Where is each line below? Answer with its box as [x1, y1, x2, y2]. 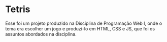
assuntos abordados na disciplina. [5, 31, 77, 37]
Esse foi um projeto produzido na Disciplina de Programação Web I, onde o [5, 20, 162, 26]
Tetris [5, 4, 30, 15]
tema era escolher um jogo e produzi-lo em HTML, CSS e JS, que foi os [5, 25, 155, 31]
